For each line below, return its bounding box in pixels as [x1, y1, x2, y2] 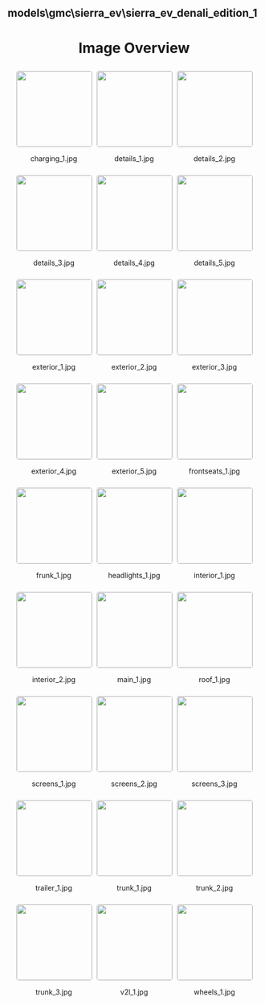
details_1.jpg [114, 154, 154, 163]
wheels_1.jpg [194, 987, 235, 997]
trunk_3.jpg [35, 987, 73, 997]
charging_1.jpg [30, 154, 78, 163]
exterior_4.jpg [31, 466, 77, 476]
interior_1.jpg [194, 571, 235, 581]
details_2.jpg [193, 154, 236, 163]
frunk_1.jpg [36, 571, 71, 581]
